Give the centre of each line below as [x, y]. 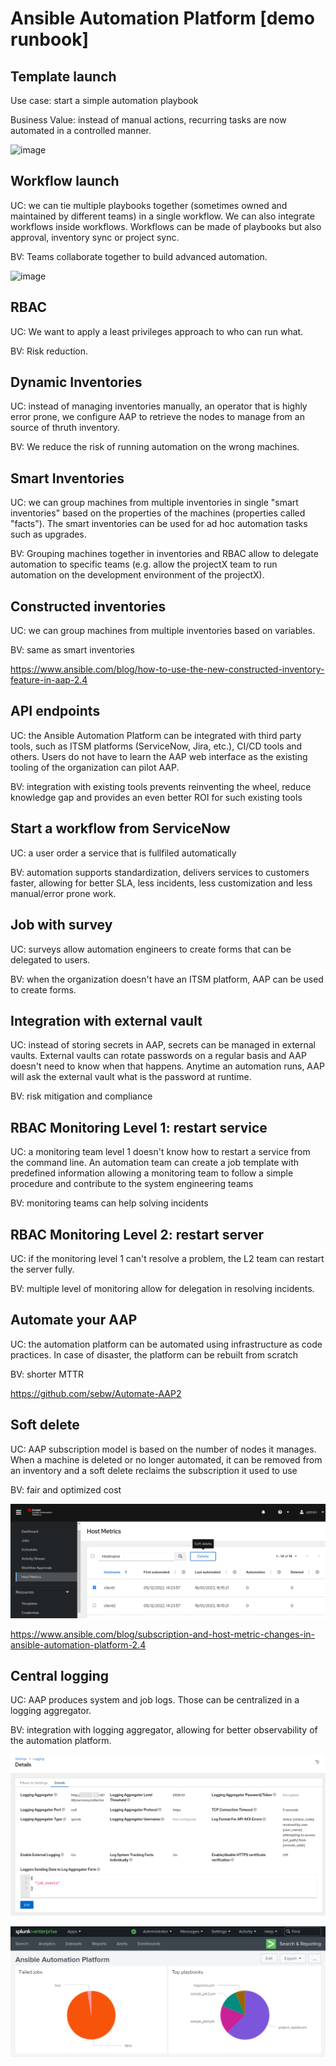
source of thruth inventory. [65, 428]
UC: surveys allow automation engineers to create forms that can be [151, 949]
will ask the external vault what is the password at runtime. [131, 1077]
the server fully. [42, 1269]
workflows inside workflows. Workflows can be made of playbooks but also [166, 226]
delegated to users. [50, 959]
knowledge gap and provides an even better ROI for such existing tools [156, 797]
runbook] [50, 39]
